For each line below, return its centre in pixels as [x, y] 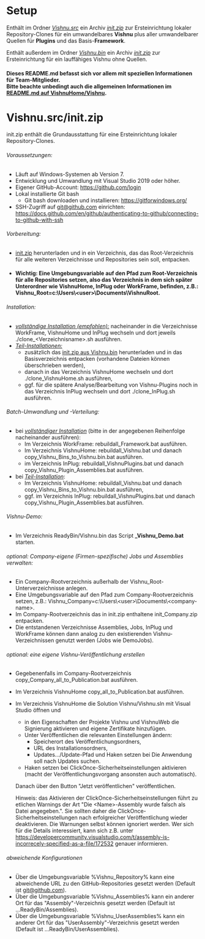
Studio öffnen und [38, 710]
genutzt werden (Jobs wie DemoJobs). [105, 640]
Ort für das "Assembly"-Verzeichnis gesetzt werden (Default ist [95, 903]
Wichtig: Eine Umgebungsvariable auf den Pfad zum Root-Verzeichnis [106, 273]
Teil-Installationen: [39, 346]
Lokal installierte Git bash [47, 193]
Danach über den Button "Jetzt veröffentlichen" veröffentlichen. [95, 786]
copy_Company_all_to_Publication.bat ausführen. [76, 680]
